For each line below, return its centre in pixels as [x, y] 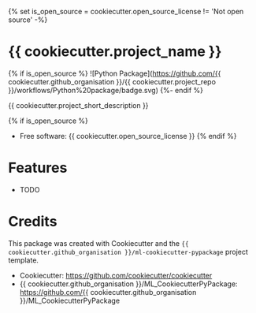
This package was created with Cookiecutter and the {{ [98, 243]
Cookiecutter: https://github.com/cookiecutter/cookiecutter [116, 275]
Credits [33, 222]
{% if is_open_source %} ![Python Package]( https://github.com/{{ [115, 73]
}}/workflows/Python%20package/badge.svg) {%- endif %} [106, 90]
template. [24, 260]
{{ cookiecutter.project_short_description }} [78, 105]
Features [38, 168]
